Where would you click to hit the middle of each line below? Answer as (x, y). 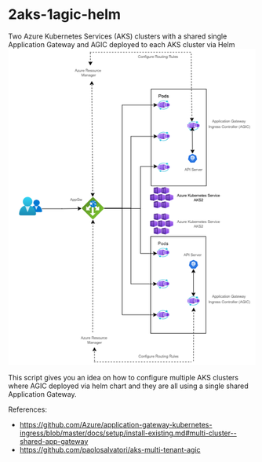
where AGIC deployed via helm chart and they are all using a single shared (128, 386)
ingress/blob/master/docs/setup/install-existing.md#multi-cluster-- (128, 433)
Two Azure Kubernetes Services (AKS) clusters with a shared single (118, 36)
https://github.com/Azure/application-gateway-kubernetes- (116, 424)
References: (27, 409)
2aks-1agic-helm (65, 15)
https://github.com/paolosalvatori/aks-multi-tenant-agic (110, 449)
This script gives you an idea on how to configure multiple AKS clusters (124, 377)
